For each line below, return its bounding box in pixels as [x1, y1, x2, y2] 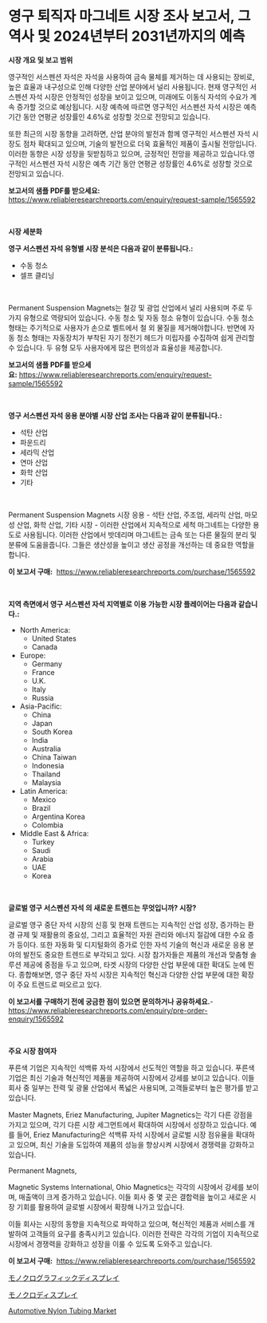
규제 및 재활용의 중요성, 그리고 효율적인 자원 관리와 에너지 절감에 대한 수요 [16, 930, 246, 939]
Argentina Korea [31, 812, 85, 821]
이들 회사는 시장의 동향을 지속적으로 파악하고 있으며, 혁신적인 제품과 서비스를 [8, 1218, 247, 1229]
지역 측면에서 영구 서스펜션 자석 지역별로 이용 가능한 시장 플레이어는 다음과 [8, 599, 238, 609]
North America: [19, 625, 70, 634]
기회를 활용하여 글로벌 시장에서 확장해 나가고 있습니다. [16, 1202, 185, 1211]
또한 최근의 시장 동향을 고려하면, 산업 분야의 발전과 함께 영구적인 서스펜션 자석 [8, 128, 251, 138]
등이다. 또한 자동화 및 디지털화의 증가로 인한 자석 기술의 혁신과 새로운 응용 [16, 939, 246, 950]
